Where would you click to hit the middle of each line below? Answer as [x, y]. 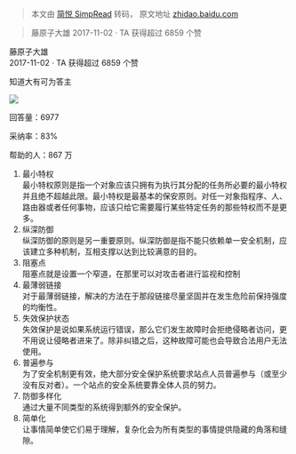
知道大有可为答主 [40, 82]
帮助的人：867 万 [41, 155]
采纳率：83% [34, 136]
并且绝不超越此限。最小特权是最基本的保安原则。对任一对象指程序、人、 [154, 196]
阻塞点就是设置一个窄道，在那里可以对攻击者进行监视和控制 [131, 274]
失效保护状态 [45, 318]
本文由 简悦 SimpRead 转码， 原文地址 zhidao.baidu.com [134, 14]
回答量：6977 [34, 117]
